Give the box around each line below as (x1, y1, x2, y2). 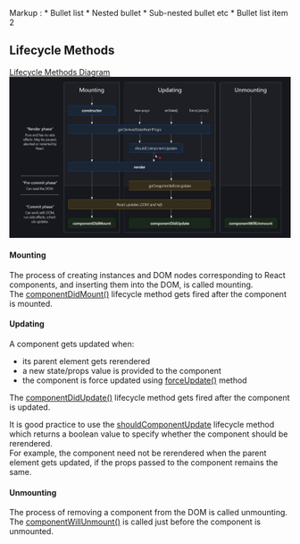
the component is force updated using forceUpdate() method (21, 375, 247, 386)
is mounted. (9, 298, 54, 309)
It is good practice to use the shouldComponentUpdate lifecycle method (9, 419, 275, 429)
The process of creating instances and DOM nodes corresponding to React (9, 269, 286, 280)
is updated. (9, 402, 51, 412)
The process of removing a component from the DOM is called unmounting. (9, 507, 288, 518)
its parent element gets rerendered (21, 355, 151, 366)
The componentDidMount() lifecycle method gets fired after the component (9, 288, 287, 299)
